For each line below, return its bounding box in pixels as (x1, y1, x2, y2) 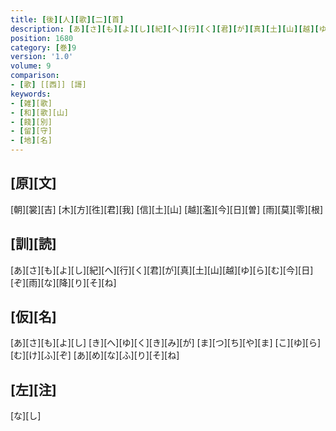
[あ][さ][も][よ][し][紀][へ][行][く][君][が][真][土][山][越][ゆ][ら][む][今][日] (10, 264, 314, 276)
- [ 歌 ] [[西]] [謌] (10, 80, 87, 90)
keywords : (10, 89, 52, 99)
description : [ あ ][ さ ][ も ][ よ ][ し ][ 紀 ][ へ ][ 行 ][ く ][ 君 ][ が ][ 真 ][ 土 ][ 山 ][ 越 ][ (10, 24, 320, 34)
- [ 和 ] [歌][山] (10, 107, 70, 118)
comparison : (10, 71, 60, 81)
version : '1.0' (10, 52, 74, 62)
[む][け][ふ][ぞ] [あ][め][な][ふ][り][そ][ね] (10, 349, 180, 361)
